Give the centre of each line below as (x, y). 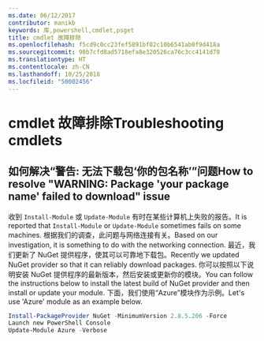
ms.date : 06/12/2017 (42, 15)
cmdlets (35, 140)
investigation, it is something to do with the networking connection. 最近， (128, 245)
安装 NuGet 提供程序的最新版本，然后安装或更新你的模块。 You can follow (134, 274)
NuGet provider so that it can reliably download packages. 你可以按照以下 (128, 264)
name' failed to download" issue (89, 197)
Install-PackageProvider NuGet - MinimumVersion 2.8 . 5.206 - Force (117, 316)
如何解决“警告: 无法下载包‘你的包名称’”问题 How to (131, 172)
